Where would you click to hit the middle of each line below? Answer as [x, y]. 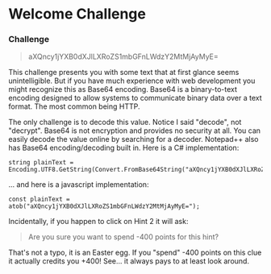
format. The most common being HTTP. [74, 106]
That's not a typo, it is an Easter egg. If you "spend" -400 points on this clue [135, 253]
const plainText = [39, 199]
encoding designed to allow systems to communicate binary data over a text [135, 98]
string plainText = [41, 163]
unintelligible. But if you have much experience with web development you [132, 81]
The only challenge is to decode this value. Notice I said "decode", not [125, 122]
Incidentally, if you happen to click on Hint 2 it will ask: [98, 222]
